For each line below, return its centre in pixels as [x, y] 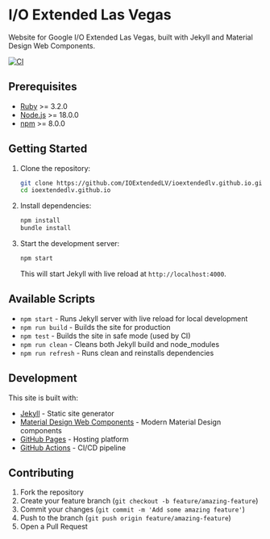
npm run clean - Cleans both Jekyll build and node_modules [120, 344]
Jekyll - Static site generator [67, 413]
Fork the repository [52, 492]
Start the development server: [70, 244]
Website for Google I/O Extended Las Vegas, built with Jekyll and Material [131, 37]
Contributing [41, 472]
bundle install [46, 228]
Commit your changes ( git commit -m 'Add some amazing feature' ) [133, 509]
